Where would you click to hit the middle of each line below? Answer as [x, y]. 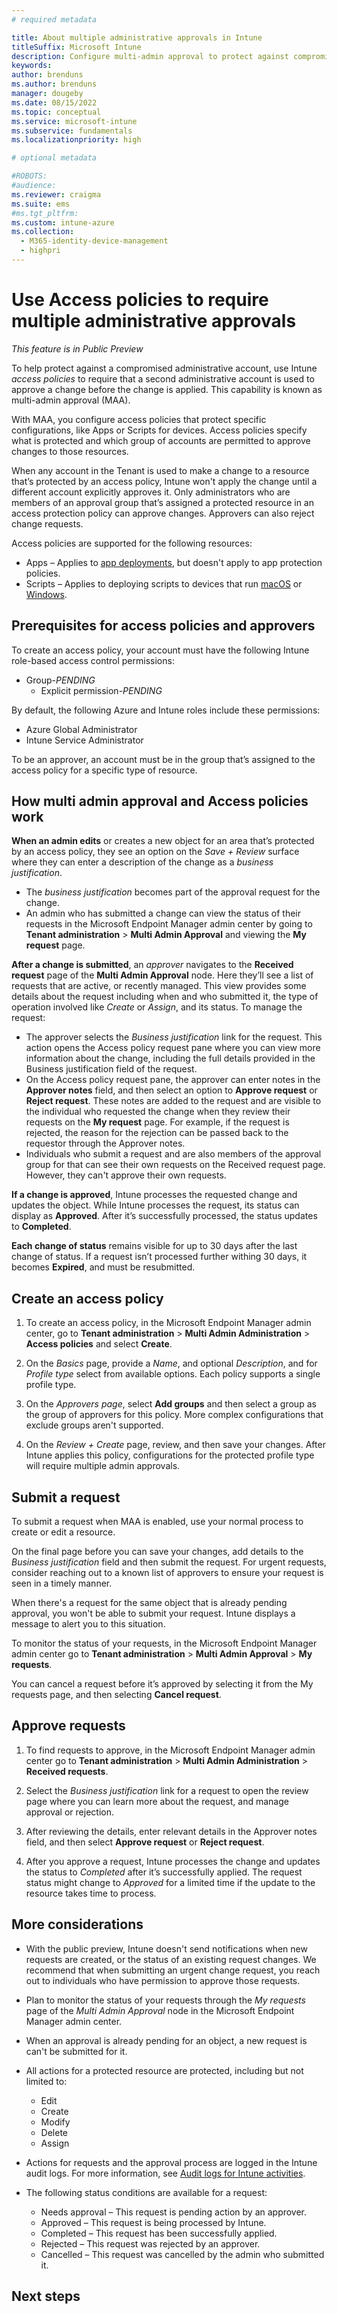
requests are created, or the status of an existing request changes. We [171, 1959]
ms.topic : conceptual [56, 112]
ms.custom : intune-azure [63, 222]
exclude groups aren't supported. [94, 1425]
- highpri [40, 251]
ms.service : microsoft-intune [74, 121]
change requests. [47, 523]
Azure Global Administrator [81, 729]
